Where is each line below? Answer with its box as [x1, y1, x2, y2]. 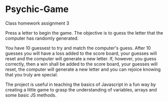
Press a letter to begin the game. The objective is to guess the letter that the [5, 30, 163, 36]
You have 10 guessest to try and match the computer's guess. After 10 [5, 45, 151, 51]
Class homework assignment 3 [5, 20, 70, 26]
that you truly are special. [5, 71, 58, 77]
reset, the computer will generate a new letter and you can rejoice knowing [5, 66, 161, 72]
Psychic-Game [5, 4, 69, 15]
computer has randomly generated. [5, 35, 79, 41]
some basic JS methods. [5, 92, 57, 98]
